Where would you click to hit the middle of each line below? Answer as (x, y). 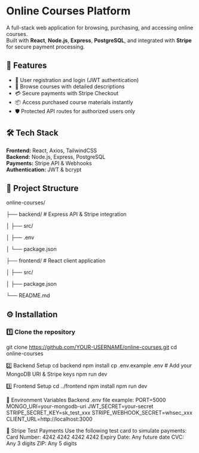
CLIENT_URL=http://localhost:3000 (49, 419)
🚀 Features (27, 66)
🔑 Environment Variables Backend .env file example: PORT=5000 (86, 400)
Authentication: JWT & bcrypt (44, 170)
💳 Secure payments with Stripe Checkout (67, 93)
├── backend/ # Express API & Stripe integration (66, 215)
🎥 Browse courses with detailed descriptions (70, 86)
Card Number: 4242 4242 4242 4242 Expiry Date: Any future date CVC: (95, 437)
